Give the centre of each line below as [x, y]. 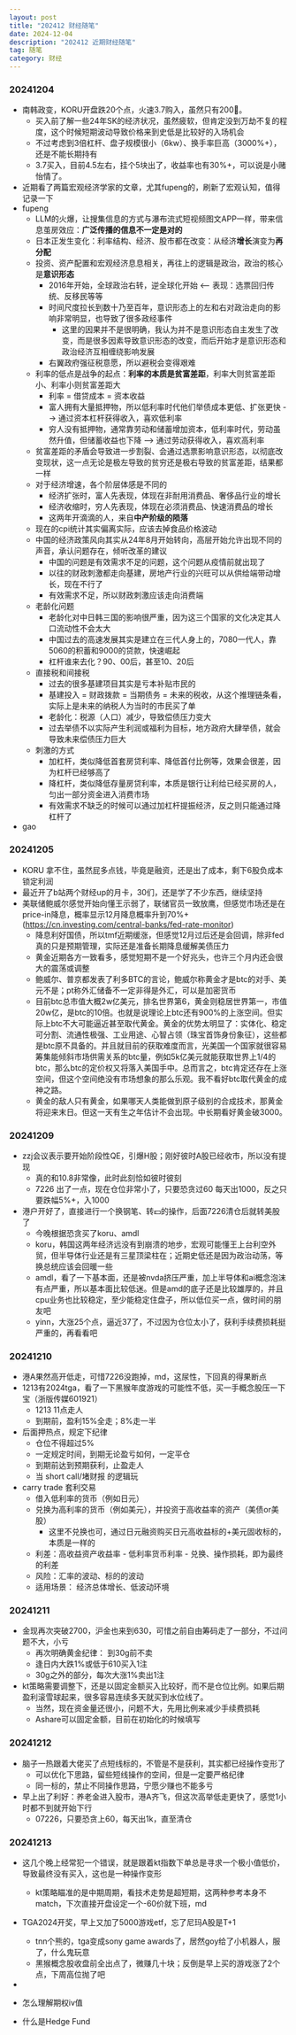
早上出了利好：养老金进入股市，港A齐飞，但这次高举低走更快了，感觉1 [150, 1796]
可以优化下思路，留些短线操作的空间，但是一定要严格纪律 [140, 1774]
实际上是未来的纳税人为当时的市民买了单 [122, 706]
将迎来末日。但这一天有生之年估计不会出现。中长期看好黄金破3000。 [161, 1111]
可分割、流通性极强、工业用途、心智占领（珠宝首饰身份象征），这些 [157, 1034]
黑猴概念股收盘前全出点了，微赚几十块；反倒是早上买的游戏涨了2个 [158, 1963]
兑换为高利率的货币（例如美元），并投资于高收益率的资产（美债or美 [157, 1510]
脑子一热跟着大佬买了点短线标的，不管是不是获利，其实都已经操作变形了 [153, 1763]
